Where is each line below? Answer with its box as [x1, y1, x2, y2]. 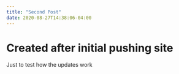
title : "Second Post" [6, 9, 62, 15]
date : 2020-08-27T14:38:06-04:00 [6, 15, 92, 21]
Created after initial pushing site [6, 41, 173, 55]
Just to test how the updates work [6, 61, 93, 68]
